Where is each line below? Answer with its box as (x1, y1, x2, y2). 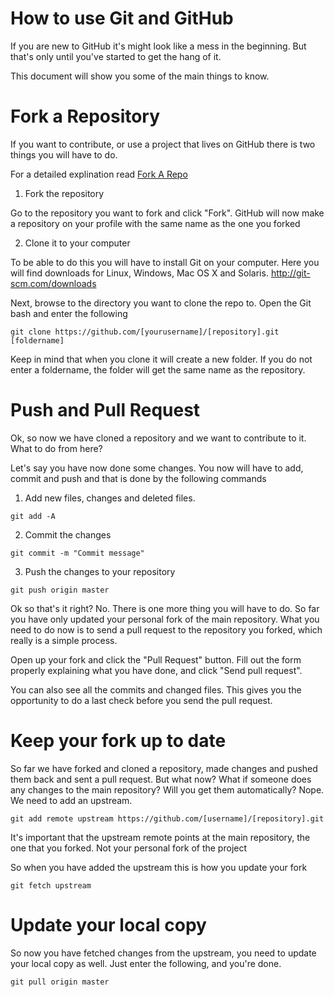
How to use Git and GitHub (10, 7, 234, 30)
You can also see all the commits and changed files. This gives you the (10, 683, 302, 696)
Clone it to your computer (24, 237, 131, 249)
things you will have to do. (10, 148, 118, 161)
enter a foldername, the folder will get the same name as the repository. (10, 363, 306, 376)
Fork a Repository (10, 105, 161, 128)
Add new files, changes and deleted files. (24, 492, 196, 504)
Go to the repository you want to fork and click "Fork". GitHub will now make (10, 207, 325, 219)
